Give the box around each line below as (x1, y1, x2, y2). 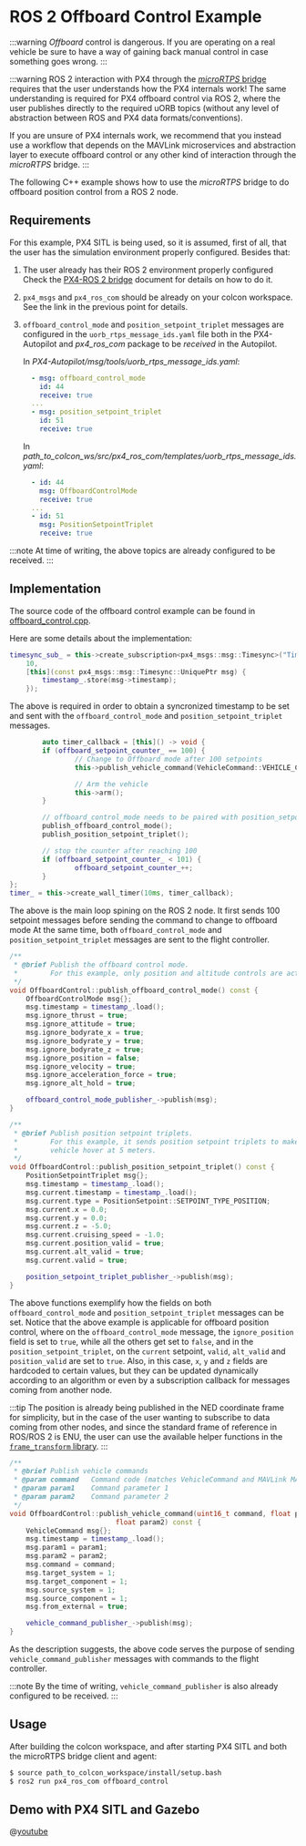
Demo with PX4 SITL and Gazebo (9, 1802, 200, 1818)
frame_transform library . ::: (9, 1441, 108, 1451)
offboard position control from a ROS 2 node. (9, 186, 179, 197)
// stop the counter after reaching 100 (42, 846, 198, 856)
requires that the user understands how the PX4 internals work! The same (9, 83, 287, 94)
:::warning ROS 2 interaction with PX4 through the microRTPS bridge (9, 73, 267, 84)
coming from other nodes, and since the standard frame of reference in (9, 1421, 278, 1432)
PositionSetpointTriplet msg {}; (25, 1171, 148, 1181)
